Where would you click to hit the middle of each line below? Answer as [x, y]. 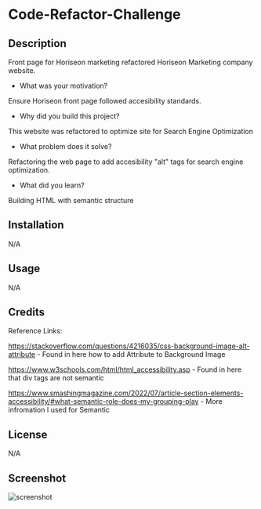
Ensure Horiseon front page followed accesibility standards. [105, 101]
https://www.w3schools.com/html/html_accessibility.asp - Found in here [125, 369]
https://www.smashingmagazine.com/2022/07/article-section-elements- [126, 393]
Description [37, 44]
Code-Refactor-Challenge [95, 15]
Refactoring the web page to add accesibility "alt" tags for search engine [126, 162]
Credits [27, 313]
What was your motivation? [63, 85]
